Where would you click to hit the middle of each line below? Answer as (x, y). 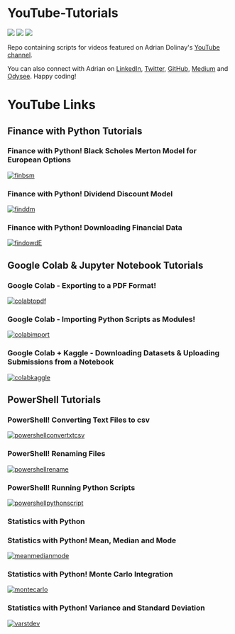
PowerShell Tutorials (54, 400)
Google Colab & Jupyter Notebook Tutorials (105, 265)
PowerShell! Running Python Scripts (71, 487)
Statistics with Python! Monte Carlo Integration (90, 574)
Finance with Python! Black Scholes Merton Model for (102, 151)
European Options (39, 160)
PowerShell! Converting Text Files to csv (79, 420)
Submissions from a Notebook (61, 362)
